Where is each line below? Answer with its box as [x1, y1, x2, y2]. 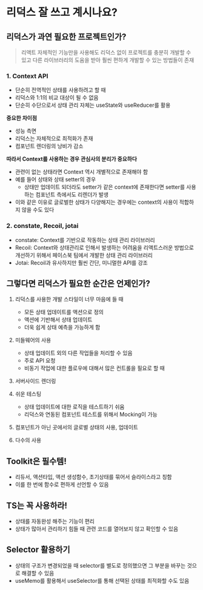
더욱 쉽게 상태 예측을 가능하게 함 [24, 324, 101, 331]
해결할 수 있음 [21, 569, 55, 577]
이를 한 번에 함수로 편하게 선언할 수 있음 [15, 481, 109, 488]
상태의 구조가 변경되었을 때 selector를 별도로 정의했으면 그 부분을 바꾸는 [15, 562, 186, 569]
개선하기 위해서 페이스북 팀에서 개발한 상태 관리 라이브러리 [15, 251, 153, 258]
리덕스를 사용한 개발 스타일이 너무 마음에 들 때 [15, 295, 124, 303]
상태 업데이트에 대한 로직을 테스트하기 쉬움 [24, 403, 125, 411]
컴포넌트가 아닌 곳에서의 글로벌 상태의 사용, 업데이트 [15, 424, 138, 431]
